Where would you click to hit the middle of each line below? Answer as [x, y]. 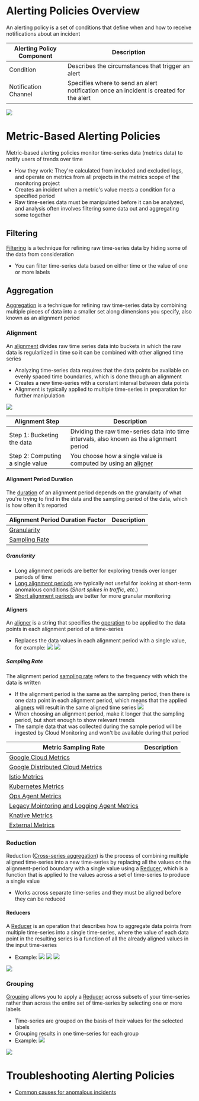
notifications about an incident [43, 33]
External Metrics [32, 825]
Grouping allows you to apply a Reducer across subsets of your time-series [98, 996]
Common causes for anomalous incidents [65, 1092]
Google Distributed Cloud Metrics [56, 767]
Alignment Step [37, 421]
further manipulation [40, 395]
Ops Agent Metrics [35, 796]
